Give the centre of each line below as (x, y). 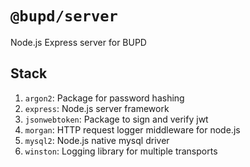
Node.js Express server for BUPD (78, 42)
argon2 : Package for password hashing (104, 98)
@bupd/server (64, 16)
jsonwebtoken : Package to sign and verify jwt (116, 119)
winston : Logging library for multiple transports (121, 151)
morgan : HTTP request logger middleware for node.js (132, 129)
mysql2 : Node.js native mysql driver (97, 140)
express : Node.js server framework (97, 108)
